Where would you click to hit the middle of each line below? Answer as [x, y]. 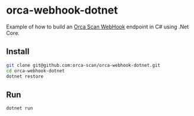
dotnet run [20, 108]
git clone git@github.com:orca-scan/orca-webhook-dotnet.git [83, 65]
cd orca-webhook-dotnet [36, 71]
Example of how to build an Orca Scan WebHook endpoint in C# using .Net [98, 27]
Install [18, 52]
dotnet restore [25, 76]
